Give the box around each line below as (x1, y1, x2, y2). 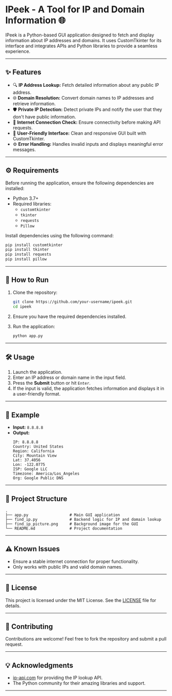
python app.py (12, 333, 43, 338)
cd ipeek (12, 304, 32, 309)
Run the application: (12, 323, 55, 329)
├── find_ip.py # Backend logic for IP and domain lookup (5, 517, 161, 522)
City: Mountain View (12, 453, 57, 458)
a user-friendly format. (12, 391, 61, 397)
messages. (12, 146, 36, 153)
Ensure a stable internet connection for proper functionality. (12, 558, 139, 565)
